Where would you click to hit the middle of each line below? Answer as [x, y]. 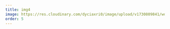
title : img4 [18, 10]
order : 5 [14, 19]
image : [12, 14]
